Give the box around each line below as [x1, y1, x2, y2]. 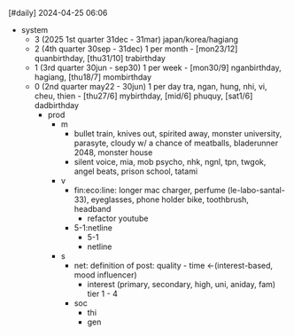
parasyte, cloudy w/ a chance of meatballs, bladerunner [73, 137, 279, 148]
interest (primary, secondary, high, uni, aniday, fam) [87, 279, 276, 289]
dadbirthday [34, 100, 80, 110]
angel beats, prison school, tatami [73, 166, 198, 176]
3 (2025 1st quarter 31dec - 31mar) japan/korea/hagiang [34, 35, 239, 44]
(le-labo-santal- [228, 185, 285, 195]
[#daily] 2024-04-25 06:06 [8, 8, 108, 18]
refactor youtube [87, 213, 149, 223]
